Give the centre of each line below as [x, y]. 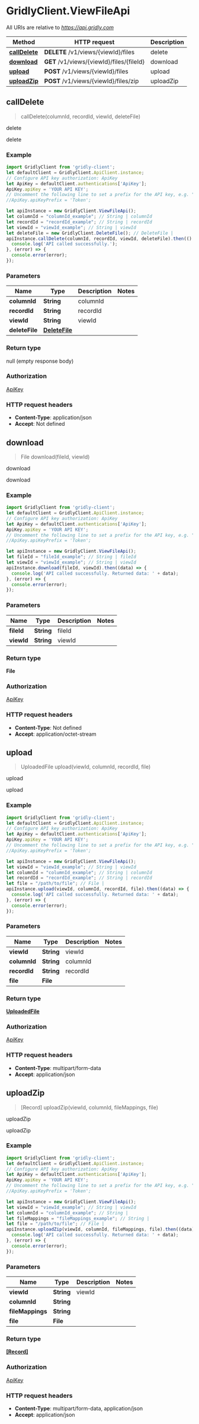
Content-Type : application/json [53, 417]
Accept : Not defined [40, 424]
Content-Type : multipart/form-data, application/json [79, 1408]
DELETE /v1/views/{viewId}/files [89, 52]
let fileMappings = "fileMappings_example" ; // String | [78, 1219]
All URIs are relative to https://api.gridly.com [60, 27]
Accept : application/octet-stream [55, 734]
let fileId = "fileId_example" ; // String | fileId [71, 557]
